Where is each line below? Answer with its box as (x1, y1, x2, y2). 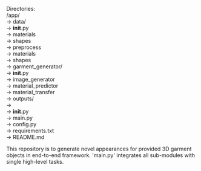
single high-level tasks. (6, 158, 64, 165)
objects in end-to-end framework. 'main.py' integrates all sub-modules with (6, 152, 196, 159)
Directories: (6, 5, 35, 12)
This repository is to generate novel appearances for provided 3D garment (6, 145, 192, 152)
